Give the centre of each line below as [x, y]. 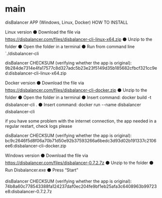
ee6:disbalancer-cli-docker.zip [36, 146]
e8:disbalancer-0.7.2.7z [29, 191]
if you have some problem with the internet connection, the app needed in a [81, 121]
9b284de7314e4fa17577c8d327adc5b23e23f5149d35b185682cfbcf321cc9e [81, 68]
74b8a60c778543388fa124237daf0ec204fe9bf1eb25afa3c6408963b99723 [81, 186]
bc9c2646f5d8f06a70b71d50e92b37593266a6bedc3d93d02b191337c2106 [81, 140]
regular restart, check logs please [39, 126]
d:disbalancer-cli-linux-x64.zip [36, 73]
